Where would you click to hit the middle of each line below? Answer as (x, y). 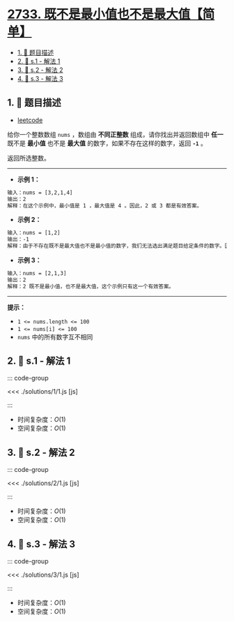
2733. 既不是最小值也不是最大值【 (105, 14)
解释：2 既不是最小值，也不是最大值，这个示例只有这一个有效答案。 (91, 286)
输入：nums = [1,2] (34, 233)
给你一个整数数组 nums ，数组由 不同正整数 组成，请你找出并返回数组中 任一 (116, 134)
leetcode (30, 120)
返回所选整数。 (29, 158)
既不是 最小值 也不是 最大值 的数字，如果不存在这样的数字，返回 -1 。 (107, 143)
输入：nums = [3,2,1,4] (40, 193)
